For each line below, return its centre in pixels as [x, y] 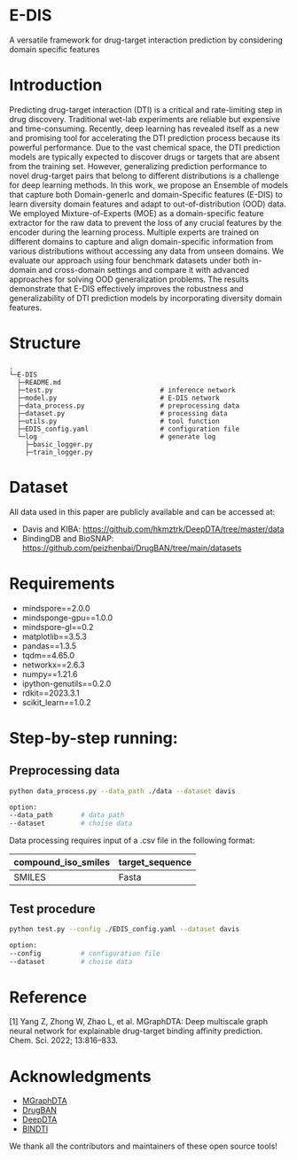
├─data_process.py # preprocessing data [129, 405]
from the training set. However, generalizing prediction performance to [138, 166]
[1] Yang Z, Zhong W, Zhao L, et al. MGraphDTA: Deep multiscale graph [139, 1022]
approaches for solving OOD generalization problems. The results [129, 279]
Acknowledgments [81, 1076]
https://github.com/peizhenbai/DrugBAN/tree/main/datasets [132, 548]
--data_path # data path [67, 815]
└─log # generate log [117, 436]
